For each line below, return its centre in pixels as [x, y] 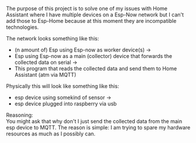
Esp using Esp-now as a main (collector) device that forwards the [93, 56]
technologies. [23, 27]
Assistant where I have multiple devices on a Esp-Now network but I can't [95, 15]
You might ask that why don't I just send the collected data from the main [94, 121]
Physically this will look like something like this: [63, 86]
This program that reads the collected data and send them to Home [96, 69]
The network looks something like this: [53, 38]
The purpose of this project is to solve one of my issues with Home [87, 8]
